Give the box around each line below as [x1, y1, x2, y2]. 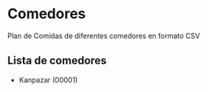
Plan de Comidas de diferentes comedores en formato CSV [7, 31, 201, 40]
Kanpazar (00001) [18, 75, 78, 84]
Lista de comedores [7, 54, 108, 67]
